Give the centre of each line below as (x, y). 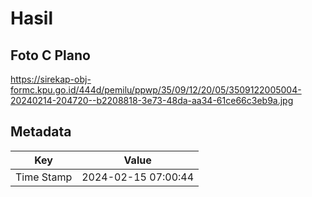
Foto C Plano (50, 55)
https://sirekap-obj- (51, 79)
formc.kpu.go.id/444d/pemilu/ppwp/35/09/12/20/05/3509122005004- (156, 90)
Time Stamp (44, 177)
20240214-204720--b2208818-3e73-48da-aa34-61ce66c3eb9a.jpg (152, 100)
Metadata (41, 132)
